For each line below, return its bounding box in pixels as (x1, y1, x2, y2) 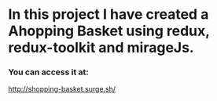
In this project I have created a (8, 5, 209, 23)
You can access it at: (8, 67, 89, 78)
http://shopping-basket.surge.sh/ (8, 85, 116, 94)
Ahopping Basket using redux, (8, 22, 210, 40)
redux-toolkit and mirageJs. (8, 39, 194, 56)
